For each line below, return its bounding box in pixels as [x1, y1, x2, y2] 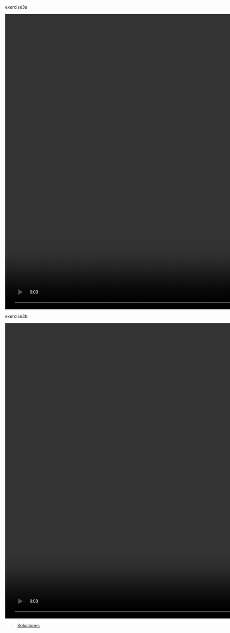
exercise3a [5, 4, 28, 10]
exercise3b [5, 314, 28, 319]
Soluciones [17, 623, 40, 628]
